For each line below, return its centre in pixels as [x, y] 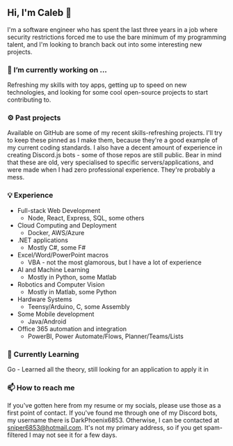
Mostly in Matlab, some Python [72, 292]
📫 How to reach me [41, 388]
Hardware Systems [45, 299]
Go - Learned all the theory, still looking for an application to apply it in [108, 369]
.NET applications [42, 240]
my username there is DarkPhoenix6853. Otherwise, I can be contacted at [113, 420]
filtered [17, 435]
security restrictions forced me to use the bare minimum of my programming [117, 37]
